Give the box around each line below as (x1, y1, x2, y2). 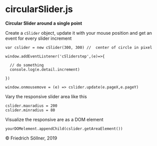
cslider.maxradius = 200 (5, 103, 58, 108)
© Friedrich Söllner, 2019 (5, 135, 57, 141)
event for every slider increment (5, 35, 72, 41)
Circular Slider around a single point (5, 20, 82, 26)
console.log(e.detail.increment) (10, 67, 80, 72)
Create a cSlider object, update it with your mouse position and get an (5, 30, 152, 36)
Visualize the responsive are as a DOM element (5, 116, 103, 122)
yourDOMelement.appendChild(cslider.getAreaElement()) (5, 126, 123, 131)
